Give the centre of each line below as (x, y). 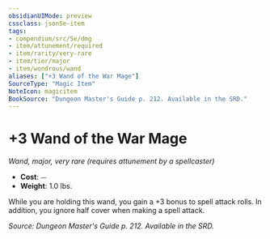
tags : (17, 31)
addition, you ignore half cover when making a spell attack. (107, 211)
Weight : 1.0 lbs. (46, 186)
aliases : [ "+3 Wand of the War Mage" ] (74, 76)
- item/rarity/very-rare (50, 53)
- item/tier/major (39, 62)
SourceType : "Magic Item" (52, 83)
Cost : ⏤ (33, 177)
